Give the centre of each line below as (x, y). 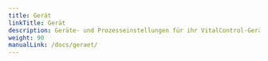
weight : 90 (26, 38)
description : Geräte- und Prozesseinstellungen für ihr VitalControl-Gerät (137, 30)
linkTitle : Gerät (37, 23)
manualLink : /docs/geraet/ (53, 45)
